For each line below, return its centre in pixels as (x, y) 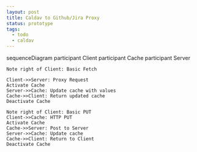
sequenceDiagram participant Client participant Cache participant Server (98, 58)
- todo (20, 35)
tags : (13, 29)
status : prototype (30, 23)
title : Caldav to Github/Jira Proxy (53, 18)
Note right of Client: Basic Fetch (52, 69)
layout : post (23, 12)
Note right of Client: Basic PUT (49, 112)
